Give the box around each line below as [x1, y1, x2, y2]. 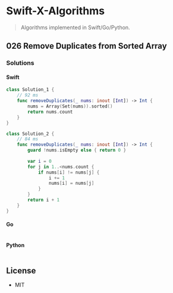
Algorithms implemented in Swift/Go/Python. [20, 24, 130, 31]
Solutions [6, 59, 34, 67]
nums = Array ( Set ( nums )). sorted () [27, 103, 113, 109]
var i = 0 [27, 158, 52, 164]
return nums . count [27, 109, 73, 115]
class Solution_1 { [6, 87, 55, 93]
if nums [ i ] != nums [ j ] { [37, 169, 100, 175]
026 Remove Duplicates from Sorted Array [6, 41, 168, 51]
